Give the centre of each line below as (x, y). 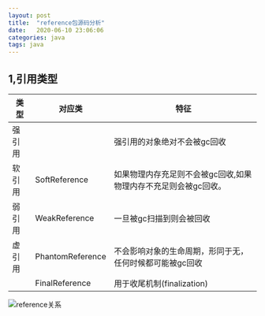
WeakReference (65, 217)
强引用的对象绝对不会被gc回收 (170, 141)
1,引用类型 (33, 78)
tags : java (26, 45)
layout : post (30, 15)
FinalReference (63, 283)
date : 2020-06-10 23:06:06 (56, 30)
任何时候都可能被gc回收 (158, 262)
